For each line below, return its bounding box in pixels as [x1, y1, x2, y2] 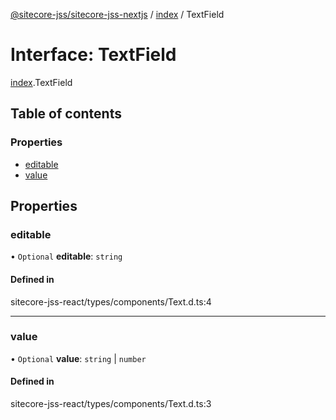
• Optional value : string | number [10, 352, 147, 364]
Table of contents [10, 105, 122, 123]
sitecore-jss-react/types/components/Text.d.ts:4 [10, 295, 212, 308]
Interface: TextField [10, 44, 177, 66]
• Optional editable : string [10, 250, 123, 263]
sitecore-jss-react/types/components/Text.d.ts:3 [10, 398, 212, 410]
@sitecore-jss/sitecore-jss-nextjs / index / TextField [10, 9, 225, 20]
